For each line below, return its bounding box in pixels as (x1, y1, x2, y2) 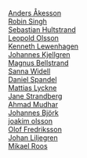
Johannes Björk (8, 108, 59, 117)
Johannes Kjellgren (8, 50, 71, 59)
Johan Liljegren (8, 133, 59, 142)
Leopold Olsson (8, 34, 59, 42)
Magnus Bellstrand (8, 59, 69, 67)
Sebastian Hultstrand (8, 25, 76, 34)
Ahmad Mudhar (8, 100, 59, 109)
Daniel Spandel (8, 75, 57, 84)
